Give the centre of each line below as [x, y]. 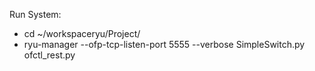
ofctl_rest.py [49, 55]
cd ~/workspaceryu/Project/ [82, 33]
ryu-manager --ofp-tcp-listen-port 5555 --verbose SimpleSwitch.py [164, 44]
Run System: [35, 14]
